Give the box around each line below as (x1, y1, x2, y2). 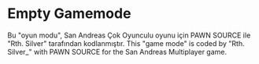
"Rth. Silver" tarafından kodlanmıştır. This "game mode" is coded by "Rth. (7, 38, 245, 48)
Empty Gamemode (7, 5, 131, 23)
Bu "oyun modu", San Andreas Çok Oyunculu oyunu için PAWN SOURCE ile (7, 30, 251, 40)
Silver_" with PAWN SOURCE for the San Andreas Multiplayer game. (7, 47, 228, 56)
